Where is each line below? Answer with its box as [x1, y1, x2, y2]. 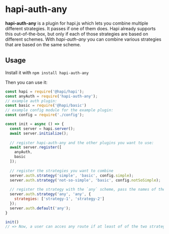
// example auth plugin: [5, 98, 57, 104]
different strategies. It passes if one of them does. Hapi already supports [5, 25, 156, 31]
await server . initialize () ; [10, 131, 69, 136]
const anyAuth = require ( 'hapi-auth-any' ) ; [5, 94, 98, 99]
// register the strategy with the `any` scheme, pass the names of [10, 187, 156, 192]
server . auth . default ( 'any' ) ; [10, 205, 71, 211]
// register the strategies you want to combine [10, 168, 114, 173]
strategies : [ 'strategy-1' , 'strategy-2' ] [14, 196, 105, 201]
